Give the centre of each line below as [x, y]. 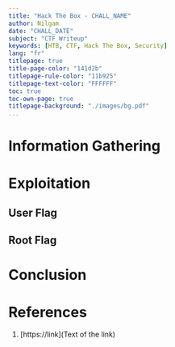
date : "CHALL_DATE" [41, 31]
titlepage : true [35, 61]
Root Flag [33, 241]
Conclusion [48, 275]
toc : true [25, 91]
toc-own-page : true [41, 99]
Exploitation [50, 183]
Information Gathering [85, 146]
